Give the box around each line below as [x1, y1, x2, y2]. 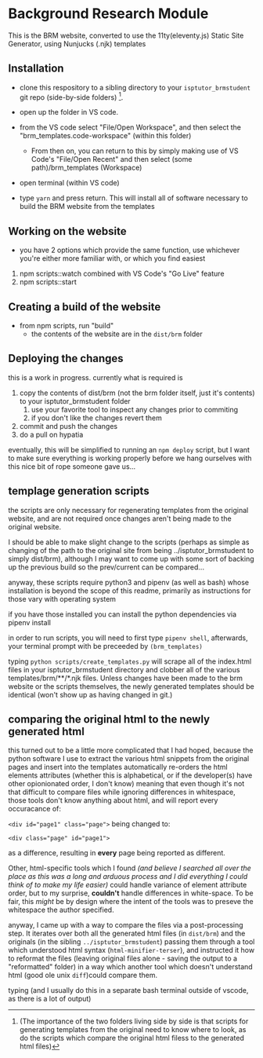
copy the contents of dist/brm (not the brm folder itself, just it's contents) [19, 388, 256, 397]
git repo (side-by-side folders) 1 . [19, 91, 124, 102]
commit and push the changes [19, 421, 118, 430]
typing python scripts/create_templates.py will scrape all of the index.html [8, 657, 252, 666]
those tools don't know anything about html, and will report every [8, 796, 218, 805]
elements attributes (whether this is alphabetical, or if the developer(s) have [8, 771, 253, 780]
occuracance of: [8, 804, 61, 814]
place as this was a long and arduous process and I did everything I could [8, 872, 248, 881]
